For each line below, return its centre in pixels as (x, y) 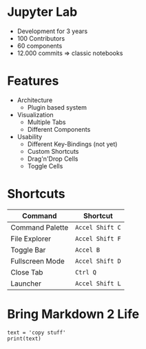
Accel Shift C (98, 227)
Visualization (35, 114)
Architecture (35, 100)
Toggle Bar (28, 250)
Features (33, 81)
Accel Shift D (98, 261)
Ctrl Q (85, 272)
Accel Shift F (98, 238)
